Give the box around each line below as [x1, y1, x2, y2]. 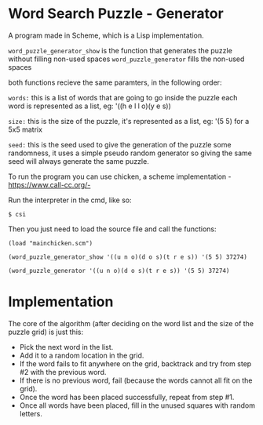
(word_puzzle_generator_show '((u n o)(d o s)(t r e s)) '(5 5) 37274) [8, 252, 247, 261]
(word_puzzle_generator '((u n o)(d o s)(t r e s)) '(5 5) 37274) [8, 267, 230, 274]
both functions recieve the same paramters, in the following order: [8, 78, 222, 87]
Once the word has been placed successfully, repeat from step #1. [19, 392, 235, 401]
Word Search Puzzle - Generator [8, 5, 224, 23]
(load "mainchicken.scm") [8, 239, 93, 247]
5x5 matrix [8, 125, 43, 134]
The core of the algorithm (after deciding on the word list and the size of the [8, 318, 254, 328]
